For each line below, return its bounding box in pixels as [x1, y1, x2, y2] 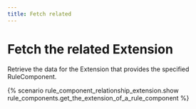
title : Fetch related [7, 10, 72, 18]
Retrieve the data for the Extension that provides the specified [7, 65, 190, 73]
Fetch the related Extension [7, 41, 173, 57]
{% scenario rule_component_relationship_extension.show [7, 86, 180, 95]
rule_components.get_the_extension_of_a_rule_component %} [7, 93, 190, 102]
